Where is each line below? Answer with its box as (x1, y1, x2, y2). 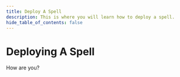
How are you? (6, 64, 40, 71)
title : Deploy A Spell (6, 8, 62, 15)
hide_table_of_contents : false (6, 19, 83, 25)
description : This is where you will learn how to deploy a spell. (6, 14, 175, 20)
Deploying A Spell (6, 45, 95, 58)
